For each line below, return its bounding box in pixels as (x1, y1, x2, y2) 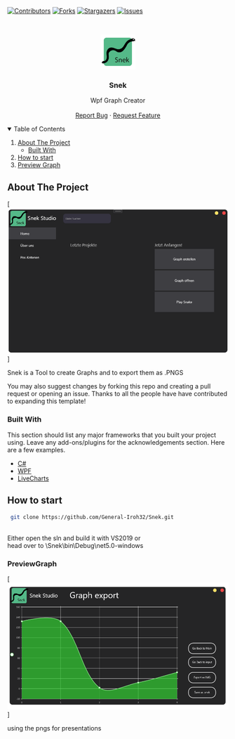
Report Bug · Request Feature (75, 111, 161, 119)
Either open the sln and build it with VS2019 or (7, 534, 141, 542)
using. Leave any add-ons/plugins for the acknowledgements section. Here (7, 438, 225, 446)
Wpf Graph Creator (90, 96, 146, 105)
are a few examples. (7, 445, 66, 454)
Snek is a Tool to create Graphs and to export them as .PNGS (7, 369, 184, 377)
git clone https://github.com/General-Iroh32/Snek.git (10, 514, 174, 521)
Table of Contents (13, 125, 65, 133)
